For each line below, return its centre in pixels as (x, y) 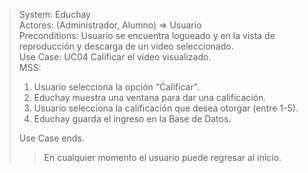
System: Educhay (54, 14)
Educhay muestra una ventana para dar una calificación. (150, 97)
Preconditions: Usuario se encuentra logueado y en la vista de (147, 35)
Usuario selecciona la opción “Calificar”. (116, 87)
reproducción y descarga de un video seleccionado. (126, 46)
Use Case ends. (51, 138)
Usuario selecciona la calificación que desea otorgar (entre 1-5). (166, 108)
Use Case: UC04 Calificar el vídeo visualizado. (115, 57)
